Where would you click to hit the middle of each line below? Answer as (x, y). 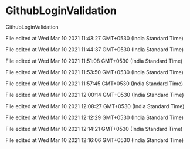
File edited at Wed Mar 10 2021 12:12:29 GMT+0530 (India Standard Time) (95, 117)
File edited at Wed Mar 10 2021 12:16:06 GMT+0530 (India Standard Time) (95, 140)
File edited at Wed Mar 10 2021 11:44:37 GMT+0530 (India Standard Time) (95, 49)
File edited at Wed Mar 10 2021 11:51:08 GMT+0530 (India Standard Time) (94, 61)
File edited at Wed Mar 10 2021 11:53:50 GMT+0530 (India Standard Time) (95, 72)
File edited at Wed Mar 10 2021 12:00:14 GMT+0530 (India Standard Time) (95, 95)
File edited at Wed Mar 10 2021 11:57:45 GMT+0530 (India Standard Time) (94, 84)
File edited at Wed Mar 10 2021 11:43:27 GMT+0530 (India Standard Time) (95, 38)
